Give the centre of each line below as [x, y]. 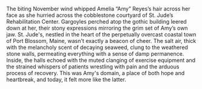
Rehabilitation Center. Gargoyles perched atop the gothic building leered [96, 21]
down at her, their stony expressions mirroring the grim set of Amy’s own [97, 28]
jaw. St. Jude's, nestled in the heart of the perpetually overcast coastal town [101, 35]
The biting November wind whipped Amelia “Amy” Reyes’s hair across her [98, 9]
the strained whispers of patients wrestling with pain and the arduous [93, 67]
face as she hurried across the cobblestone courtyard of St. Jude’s [90, 15]
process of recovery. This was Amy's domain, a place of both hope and [96, 73]
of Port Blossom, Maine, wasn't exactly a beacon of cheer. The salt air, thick [101, 41]
